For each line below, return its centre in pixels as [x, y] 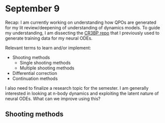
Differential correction [35, 73]
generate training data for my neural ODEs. [49, 38]
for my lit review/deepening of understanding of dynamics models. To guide [82, 27]
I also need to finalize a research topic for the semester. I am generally [77, 88]
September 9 [32, 9]
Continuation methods [35, 78]
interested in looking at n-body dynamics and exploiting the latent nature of [82, 93]
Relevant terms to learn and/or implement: [48, 48]
